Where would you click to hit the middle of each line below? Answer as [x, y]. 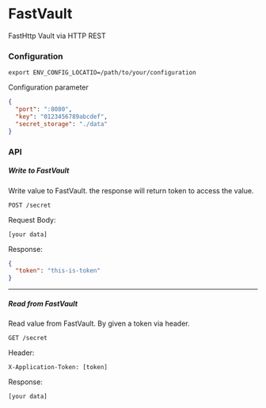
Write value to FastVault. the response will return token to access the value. [131, 190]
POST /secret [30, 205]
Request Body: [32, 219]
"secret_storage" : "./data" [62, 124]
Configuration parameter [49, 87]
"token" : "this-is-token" [58, 271]
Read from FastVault [43, 303]
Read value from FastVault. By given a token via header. [99, 324]
